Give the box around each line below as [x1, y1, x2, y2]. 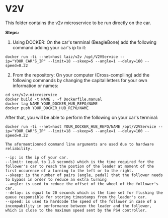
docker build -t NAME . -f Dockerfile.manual [5, 97, 102, 102]
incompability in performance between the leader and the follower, [5, 203, 152, 208]
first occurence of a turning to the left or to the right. [5, 168, 134, 173]
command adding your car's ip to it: [12, 44, 87, 50]
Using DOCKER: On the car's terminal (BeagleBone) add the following [12, 39, 157, 45]
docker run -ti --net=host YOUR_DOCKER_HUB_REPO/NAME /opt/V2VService [5, 124, 156, 129]
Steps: [5, 29, 19, 35]
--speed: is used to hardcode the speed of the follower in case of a [5, 199, 156, 204]
